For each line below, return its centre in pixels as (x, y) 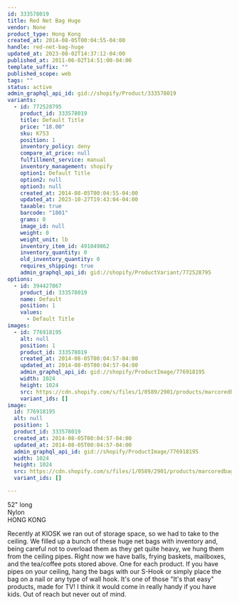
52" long (20, 504)
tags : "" (20, 80)
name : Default (41, 299)
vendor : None (27, 27)
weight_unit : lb (44, 240)
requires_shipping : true (57, 266)
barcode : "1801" (44, 213)
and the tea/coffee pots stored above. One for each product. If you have (113, 563)
